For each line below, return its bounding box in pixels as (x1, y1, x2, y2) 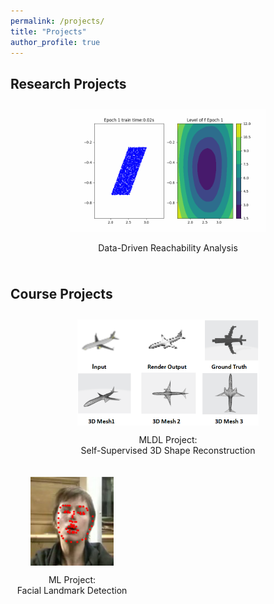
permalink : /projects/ (10, 16, 105, 26)
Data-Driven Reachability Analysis (98, 241, 238, 254)
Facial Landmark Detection (16, 585, 128, 597)
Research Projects (10, 75, 127, 92)
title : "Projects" (10, 26, 87, 37)
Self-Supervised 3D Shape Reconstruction (80, 444, 256, 456)
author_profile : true (10, 37, 101, 47)
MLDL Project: (138, 433, 198, 445)
